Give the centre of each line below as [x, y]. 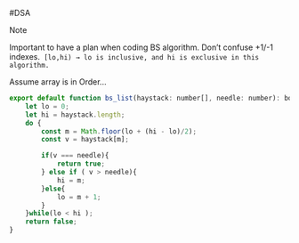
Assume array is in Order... [58, 82]
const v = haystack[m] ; [85, 140]
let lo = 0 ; [47, 106]
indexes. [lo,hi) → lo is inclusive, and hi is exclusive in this [134, 57]
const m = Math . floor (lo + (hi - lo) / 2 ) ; [119, 131]
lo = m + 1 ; [79, 197]
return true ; [81, 164]
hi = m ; [71, 180]
